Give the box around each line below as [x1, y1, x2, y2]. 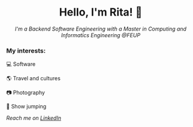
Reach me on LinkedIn [6, 114, 62, 122]
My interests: [6, 46, 46, 55]
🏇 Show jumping [6, 103, 47, 110]
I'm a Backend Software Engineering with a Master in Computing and [14, 25, 187, 32]
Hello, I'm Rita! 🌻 [59, 5, 143, 19]
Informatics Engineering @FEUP [61, 31, 141, 38]
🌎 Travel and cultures [6, 75, 61, 82]
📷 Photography [6, 89, 45, 96]
